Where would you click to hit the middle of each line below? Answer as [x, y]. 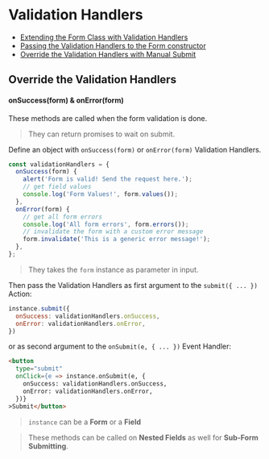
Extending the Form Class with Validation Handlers [104, 37]
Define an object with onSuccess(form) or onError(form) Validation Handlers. [135, 149]
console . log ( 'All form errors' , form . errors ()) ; [106, 224]
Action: [20, 294]
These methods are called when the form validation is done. [108, 118]
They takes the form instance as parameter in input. [113, 269]
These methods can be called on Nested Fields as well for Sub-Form [143, 437]
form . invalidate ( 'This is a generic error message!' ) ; [117, 240]
